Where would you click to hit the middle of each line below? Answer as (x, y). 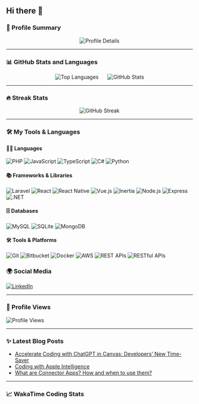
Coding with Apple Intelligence (52, 366)
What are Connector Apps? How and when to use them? (83, 373)
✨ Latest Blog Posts (35, 341)
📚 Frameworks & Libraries (39, 175)
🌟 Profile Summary (33, 28)
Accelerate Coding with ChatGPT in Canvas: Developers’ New (90, 354)
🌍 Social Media (29, 271)
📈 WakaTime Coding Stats (45, 394)
